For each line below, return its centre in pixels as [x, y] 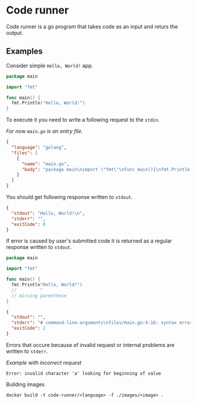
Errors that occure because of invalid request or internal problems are [90, 345]
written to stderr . [27, 351]
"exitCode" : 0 [28, 224]
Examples [24, 52]
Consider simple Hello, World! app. [50, 65]
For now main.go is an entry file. [45, 131]
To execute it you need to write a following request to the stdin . [83, 120]
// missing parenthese [39, 296]
